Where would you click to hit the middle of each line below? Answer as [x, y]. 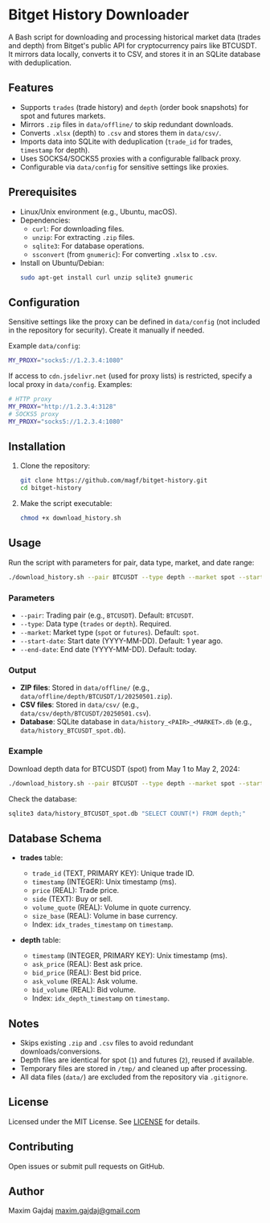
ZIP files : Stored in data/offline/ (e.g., [85, 687]
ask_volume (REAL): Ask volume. [85, 981]
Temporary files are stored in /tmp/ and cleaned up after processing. [133, 1069]
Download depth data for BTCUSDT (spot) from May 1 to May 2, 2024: [124, 768]
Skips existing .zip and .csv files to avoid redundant [106, 1043]
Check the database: [43, 799]
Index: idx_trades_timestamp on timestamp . [102, 924]
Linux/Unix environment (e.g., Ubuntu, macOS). [98, 211]
